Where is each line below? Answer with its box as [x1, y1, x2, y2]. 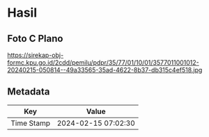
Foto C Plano [7, 33, 63, 45]
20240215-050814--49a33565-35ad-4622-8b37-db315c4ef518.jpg [7, 66, 203, 74]
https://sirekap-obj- [7, 51, 64, 59]
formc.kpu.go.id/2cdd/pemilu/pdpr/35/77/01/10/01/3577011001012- [7, 58, 200, 67]
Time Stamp [10, 118, 51, 128]
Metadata [7, 86, 50, 98]
